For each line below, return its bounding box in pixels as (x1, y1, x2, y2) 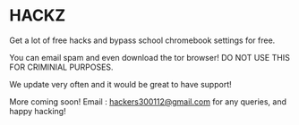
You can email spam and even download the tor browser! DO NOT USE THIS (9, 52, 291, 62)
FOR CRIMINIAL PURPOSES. (9, 62, 114, 72)
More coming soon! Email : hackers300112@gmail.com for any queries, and (9, 96, 287, 107)
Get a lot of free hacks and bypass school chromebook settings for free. (9, 35, 276, 46)
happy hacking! (9, 105, 66, 116)
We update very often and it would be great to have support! (9, 79, 232, 89)
